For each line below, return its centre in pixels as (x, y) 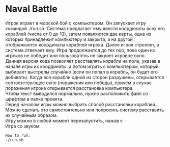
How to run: (18, 135)
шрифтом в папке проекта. (34, 99)
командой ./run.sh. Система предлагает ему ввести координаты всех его (85, 28)
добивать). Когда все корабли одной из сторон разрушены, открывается (85, 77)
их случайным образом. (32, 115)
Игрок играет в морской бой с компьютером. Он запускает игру (76, 23)
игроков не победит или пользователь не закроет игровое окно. (76, 55)
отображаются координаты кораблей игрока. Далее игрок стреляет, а (82, 44)
